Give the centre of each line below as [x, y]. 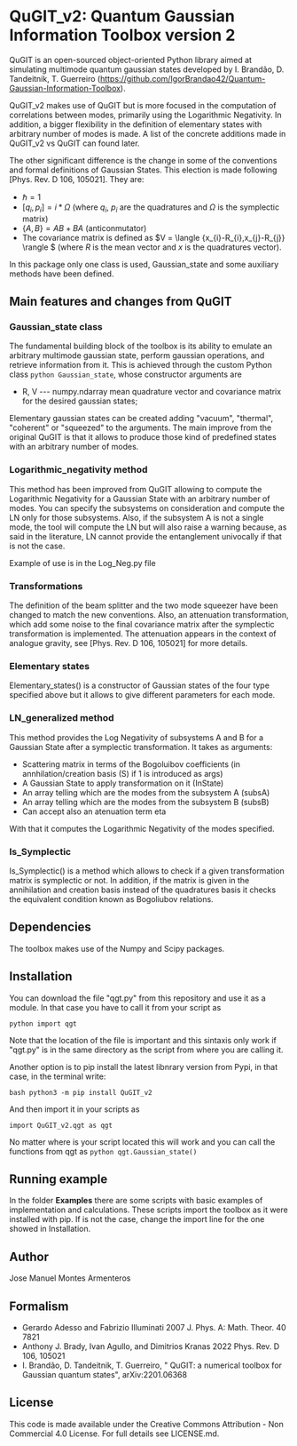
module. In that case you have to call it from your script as [115, 1007]
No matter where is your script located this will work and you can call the [142, 1142]
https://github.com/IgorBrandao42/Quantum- [183, 78]
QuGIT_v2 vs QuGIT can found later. [74, 143]
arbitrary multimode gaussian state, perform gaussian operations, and [137, 356]
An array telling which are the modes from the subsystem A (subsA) [146, 792]
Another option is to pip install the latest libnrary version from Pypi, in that [143, 1067]
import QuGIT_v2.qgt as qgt [61, 1125]
